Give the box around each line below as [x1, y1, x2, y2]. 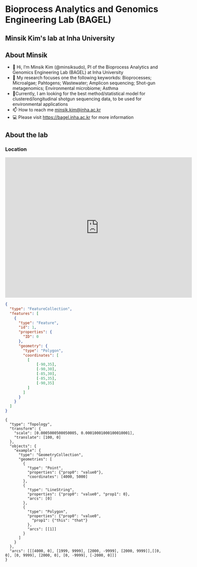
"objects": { [9, 444, 37, 449]
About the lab [5, 131, 48, 139]
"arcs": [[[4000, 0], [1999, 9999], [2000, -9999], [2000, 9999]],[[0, [9, 549, 162, 554]
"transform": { [9, 426, 41, 431]
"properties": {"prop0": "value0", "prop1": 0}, [27, 492, 130, 497]
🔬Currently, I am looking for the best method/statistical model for [12, 91, 146, 97]
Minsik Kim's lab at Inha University [5, 34, 115, 42]
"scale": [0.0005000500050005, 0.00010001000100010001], [14, 431, 135, 436]
